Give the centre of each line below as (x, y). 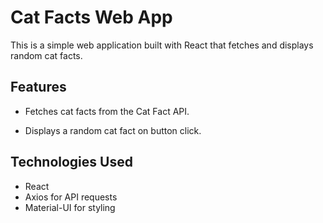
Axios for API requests (71, 197)
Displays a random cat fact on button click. (113, 130)
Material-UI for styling (70, 207)
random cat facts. (46, 55)
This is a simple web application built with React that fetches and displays (162, 45)
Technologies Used (71, 162)
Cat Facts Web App (91, 17)
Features (38, 87)
